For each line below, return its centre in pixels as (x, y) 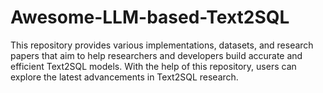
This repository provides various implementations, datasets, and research (162, 45)
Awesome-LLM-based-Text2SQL (150, 17)
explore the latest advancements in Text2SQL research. (124, 77)
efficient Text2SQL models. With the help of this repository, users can (153, 66)
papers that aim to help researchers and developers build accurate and (156, 55)
